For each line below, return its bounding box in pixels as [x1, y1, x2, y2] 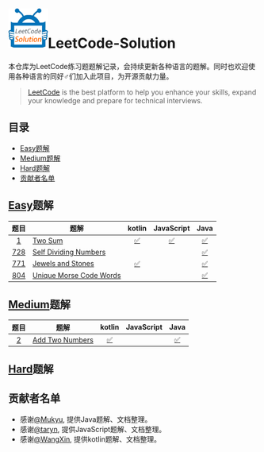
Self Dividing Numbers [33, 247, 106, 257]
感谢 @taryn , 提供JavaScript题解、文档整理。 [19, 424, 166, 434]
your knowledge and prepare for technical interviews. [27, 95, 203, 105]
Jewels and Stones [33, 259, 94, 268]
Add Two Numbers [33, 334, 94, 345]
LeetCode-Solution [48, 34, 176, 52]
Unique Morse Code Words [33, 270, 121, 280]
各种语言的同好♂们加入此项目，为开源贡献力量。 [14, 71, 174, 81]
